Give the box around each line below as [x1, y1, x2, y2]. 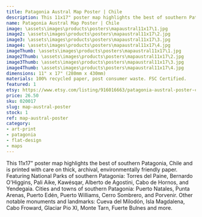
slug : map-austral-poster [6, 103, 71, 110]
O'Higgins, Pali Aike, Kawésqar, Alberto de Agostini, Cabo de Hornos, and [6, 179, 189, 186]
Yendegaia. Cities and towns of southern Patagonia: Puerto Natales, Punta [6, 185, 191, 192]
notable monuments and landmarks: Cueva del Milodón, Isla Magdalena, [6, 198, 185, 205]
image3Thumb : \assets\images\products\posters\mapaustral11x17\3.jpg [6, 59, 185, 65]
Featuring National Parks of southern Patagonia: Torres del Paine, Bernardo [6, 172, 193, 179]
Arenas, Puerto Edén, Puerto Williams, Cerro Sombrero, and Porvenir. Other [6, 191, 194, 198]
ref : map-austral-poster [6, 115, 69, 121]
